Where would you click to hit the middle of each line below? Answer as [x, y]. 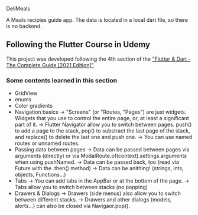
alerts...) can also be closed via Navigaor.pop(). [72, 206]
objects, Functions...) [40, 175]
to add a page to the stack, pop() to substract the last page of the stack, [102, 131]
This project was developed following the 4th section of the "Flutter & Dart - [98, 59]
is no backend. [24, 26]
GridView [26, 93]
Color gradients [34, 106]
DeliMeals [18, 9]
